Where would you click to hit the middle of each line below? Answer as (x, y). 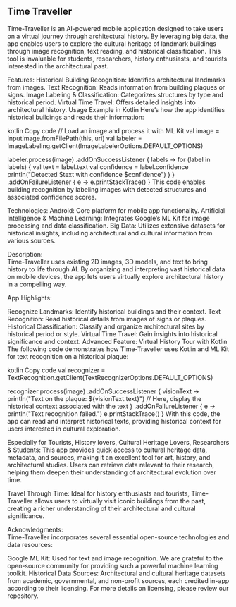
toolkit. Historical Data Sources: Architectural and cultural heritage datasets (117, 573)
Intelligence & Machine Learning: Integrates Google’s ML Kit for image (108, 218)
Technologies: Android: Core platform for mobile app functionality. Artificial (116, 210)
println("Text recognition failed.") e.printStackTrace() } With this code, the (114, 413)
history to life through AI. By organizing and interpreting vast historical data (116, 269)
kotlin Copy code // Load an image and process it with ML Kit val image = (113, 130)
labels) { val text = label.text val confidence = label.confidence (98, 167)
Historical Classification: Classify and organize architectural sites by (106, 326)
